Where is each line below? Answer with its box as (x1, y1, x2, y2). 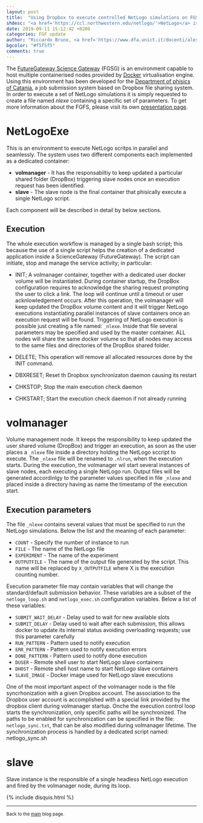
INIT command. (14, 360, 54, 367)
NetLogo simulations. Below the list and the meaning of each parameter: (6, 527, 186, 535)
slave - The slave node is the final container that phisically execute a (14, 188, 186, 195)
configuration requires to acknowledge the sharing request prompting (14, 283, 189, 291)
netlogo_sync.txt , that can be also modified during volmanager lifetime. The (6, 721, 197, 729)
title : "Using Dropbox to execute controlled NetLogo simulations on (6, 15, 188, 21)
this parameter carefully (14, 633, 75, 641)
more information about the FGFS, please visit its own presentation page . (6, 103, 188, 111)
